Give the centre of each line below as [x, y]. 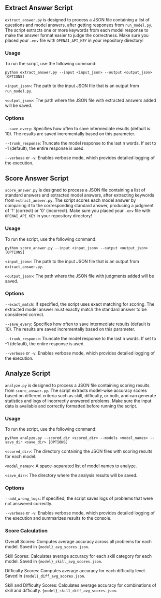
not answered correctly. [29, 504]
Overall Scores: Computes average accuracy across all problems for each [79, 541]
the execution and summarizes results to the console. [58, 518]
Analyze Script [28, 374]
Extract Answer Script [39, 8]
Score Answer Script [37, 178]
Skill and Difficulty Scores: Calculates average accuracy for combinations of [81, 585]
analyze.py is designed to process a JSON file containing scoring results [77, 385]
